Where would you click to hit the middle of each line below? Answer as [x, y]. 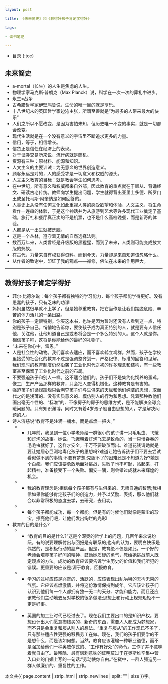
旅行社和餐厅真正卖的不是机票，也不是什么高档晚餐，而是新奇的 [87, 217]
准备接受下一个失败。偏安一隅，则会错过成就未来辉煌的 [102, 470]
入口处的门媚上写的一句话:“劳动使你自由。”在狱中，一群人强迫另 [92, 659]
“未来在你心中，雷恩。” [35, 346]
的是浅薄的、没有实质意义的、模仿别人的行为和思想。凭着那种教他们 [91, 396]
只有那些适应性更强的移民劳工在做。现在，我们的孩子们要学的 [91, 634]
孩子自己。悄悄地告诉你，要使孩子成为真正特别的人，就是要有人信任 [91, 327]
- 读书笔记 [15, 37]
